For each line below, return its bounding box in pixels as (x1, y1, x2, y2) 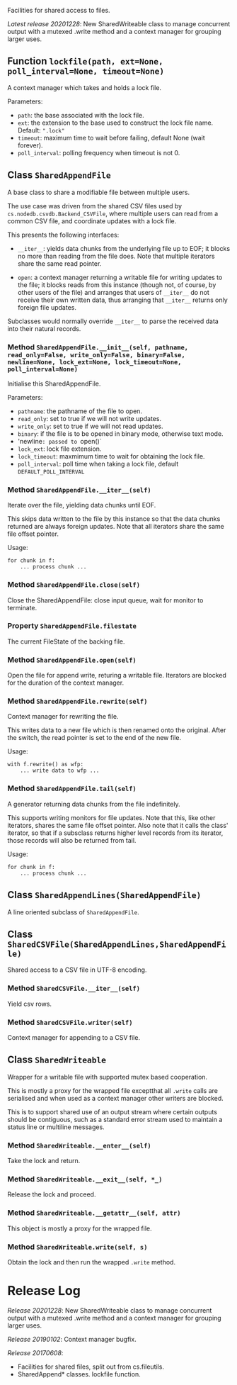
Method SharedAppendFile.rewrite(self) (7, 696, 148, 706)
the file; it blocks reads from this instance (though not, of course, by (17, 280, 216, 289)
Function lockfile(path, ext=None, (7, 55, 164, 67)
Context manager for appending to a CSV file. (7, 1033, 140, 1041)
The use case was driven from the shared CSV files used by (7, 201, 183, 210)
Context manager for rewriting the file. (7, 712, 119, 721)
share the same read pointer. (17, 259, 102, 268)
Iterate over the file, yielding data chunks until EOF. (7, 501, 156, 510)
